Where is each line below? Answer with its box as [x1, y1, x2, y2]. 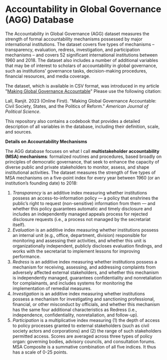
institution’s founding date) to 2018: [5, 180, 78, 186]
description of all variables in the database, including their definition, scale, [5, 123, 160, 129]
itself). [12, 221, 26, 227]
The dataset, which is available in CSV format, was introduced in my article [5, 82, 159, 88]
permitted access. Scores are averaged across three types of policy [12, 333, 152, 339]
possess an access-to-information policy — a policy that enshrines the [12, 195, 158, 201]
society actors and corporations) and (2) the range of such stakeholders [12, 327, 161, 333]
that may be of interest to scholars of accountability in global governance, [5, 62, 157, 68]
